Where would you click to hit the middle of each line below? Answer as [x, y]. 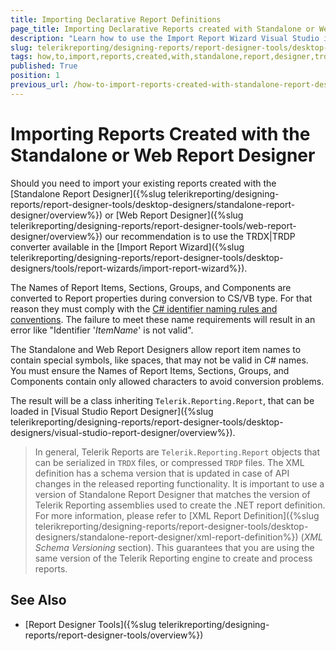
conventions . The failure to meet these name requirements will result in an [163, 319]
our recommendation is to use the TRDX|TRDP [200, 236]
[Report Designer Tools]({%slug [90, 624]
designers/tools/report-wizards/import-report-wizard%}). [129, 268]
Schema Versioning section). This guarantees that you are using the [174, 547]
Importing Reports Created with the [160, 133]
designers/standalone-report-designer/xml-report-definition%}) [166, 537]
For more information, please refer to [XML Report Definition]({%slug [177, 515]
